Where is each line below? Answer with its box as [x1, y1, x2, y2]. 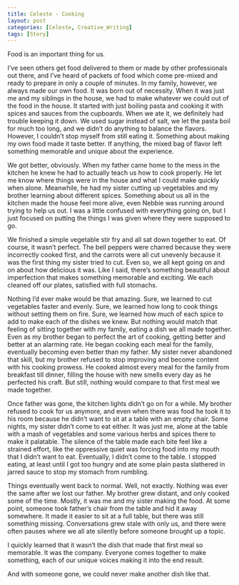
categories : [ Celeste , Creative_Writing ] [7, 24, 133, 31]
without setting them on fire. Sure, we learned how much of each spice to [7, 310, 223, 318]
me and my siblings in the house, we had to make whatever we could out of [7, 94, 230, 103]
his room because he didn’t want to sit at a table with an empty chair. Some [7, 414, 228, 423]
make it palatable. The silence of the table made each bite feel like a [7, 437, 208, 446]
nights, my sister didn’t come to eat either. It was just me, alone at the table [7, 422, 228, 431]
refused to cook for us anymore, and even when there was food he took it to [7, 407, 231, 416]
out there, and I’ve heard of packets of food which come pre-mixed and [7, 71, 218, 80]
